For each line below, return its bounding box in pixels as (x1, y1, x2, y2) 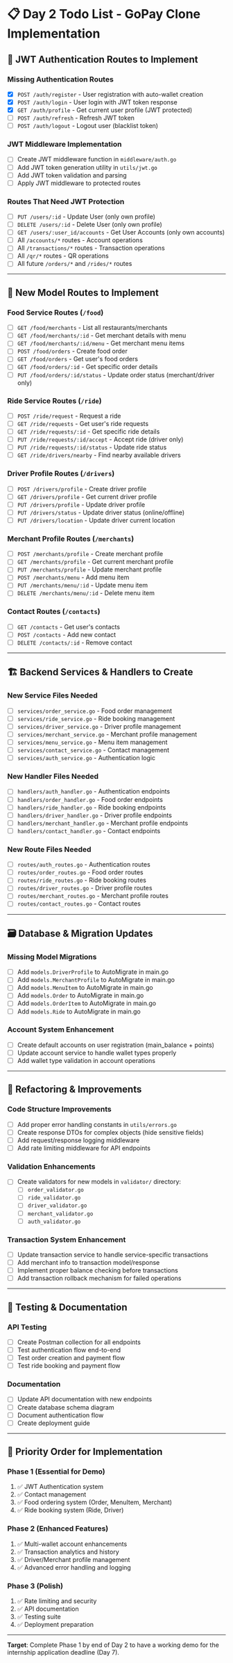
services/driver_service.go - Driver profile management (17, 722, 182, 730)
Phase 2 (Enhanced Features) (7, 1524, 109, 1534)
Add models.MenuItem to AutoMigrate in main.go (17, 984, 154, 992)
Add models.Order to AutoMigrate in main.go (17, 991, 144, 1000)
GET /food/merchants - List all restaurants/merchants (17, 324, 168, 332)
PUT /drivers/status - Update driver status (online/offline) (17, 508, 185, 517)
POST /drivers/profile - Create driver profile (17, 484, 147, 493)
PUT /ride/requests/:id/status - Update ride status (17, 443, 167, 452)
